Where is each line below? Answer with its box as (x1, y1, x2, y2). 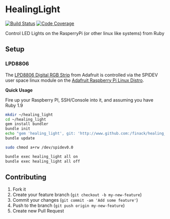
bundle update (5, 136, 35, 141)
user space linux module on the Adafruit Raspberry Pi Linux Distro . (5, 77, 144, 83)
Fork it (12, 186, 26, 193)
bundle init (5, 126, 30, 132)
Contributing (5, 173, 47, 181)
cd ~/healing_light (5, 117, 47, 122)
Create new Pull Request (12, 208, 64, 214)
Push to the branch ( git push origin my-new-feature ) (12, 202, 125, 209)
